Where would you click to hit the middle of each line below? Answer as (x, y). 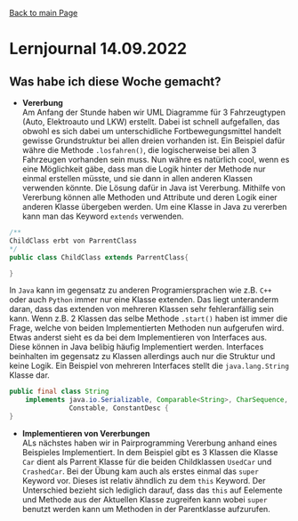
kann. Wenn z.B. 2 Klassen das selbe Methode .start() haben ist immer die (149, 318)
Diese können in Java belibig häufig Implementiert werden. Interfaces (137, 347)
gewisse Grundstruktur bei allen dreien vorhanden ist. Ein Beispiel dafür (153, 140)
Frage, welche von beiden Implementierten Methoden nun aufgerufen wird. (147, 328)
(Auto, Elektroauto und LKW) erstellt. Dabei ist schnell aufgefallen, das (151, 122)
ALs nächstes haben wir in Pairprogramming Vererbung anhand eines (149, 443)
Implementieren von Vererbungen (86, 433)
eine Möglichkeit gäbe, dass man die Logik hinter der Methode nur (144, 169)
